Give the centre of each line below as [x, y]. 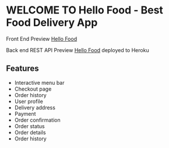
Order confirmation [37, 120]
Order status [29, 126]
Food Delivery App [52, 23]
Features [22, 69]
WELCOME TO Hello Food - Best [85, 10]
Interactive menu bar [39, 82]
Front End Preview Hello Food [42, 39]
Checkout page [33, 89]
